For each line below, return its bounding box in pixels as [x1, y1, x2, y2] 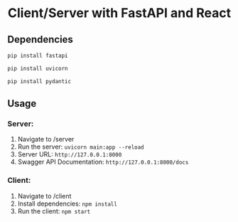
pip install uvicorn [7, 65, 69, 72]
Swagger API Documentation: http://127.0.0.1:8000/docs [17, 158, 189, 166]
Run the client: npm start [17, 206, 91, 215]
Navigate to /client [17, 191, 72, 200]
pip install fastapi [7, 52, 69, 59]
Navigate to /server [17, 135, 75, 144]
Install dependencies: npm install [17, 199, 117, 208]
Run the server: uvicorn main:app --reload [17, 142, 144, 151]
